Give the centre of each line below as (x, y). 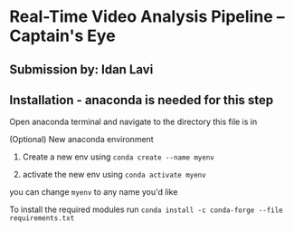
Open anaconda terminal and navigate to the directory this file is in (133, 122)
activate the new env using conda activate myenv (114, 175)
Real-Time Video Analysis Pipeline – (147, 17)
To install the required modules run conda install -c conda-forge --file (146, 209)
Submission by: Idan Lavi (81, 69)
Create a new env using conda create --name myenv (119, 157)
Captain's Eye (62, 36)
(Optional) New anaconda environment (81, 140)
